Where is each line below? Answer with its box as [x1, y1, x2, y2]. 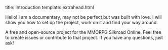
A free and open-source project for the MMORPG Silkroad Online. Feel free [5, 29, 161, 35]
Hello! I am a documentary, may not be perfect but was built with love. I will [5, 14, 162, 20]
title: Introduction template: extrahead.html [5, 5, 94, 10]
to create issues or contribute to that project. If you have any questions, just [5, 35, 163, 40]
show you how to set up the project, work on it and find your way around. [5, 20, 158, 25]
